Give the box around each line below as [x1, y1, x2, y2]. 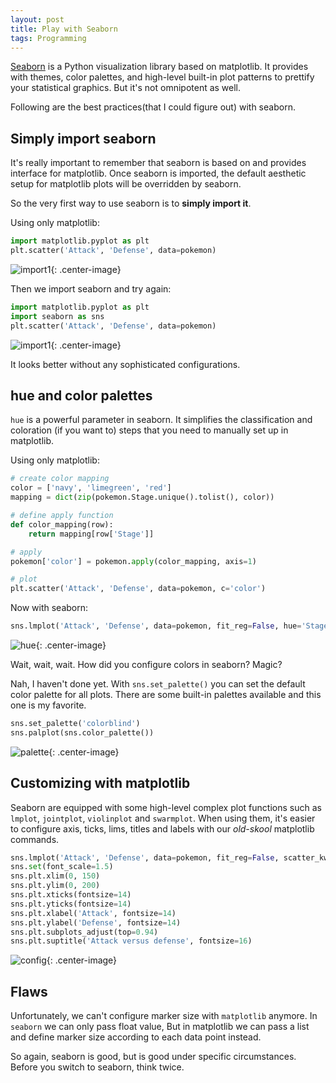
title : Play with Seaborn [10, 24, 118, 34]
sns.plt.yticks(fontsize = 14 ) [10, 899, 132, 909]
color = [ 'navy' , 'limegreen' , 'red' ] [10, 483, 172, 493]
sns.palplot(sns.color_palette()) [10, 727, 155, 738]
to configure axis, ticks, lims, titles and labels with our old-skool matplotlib [10, 822, 315, 835]
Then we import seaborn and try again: [10, 282, 172, 295]
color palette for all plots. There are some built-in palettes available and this [10, 689, 322, 700]
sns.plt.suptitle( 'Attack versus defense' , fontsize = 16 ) [10, 936, 253, 946]
